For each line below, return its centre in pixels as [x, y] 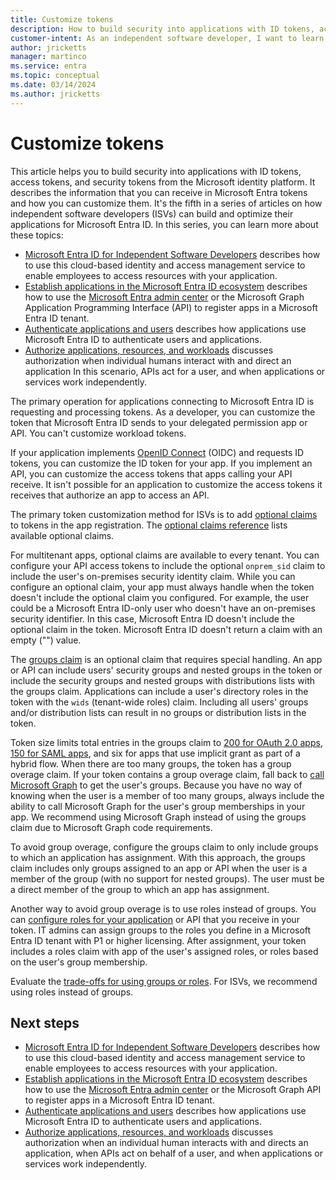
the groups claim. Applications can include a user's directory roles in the [159, 691]
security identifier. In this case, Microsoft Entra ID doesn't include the [152, 618]
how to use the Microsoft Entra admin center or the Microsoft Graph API [173, 1090]
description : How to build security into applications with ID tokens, [162, 29]
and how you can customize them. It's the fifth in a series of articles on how [166, 203]
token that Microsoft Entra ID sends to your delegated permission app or [159, 422]
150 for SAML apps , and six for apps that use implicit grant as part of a [155, 753]
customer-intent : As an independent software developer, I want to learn [167, 38]
